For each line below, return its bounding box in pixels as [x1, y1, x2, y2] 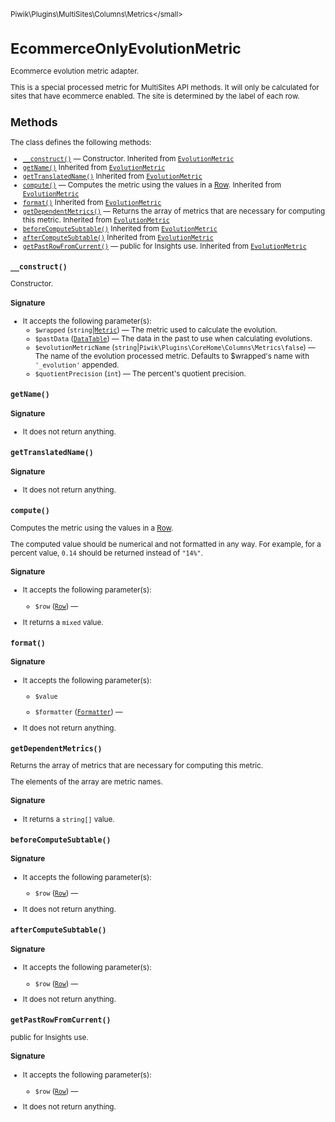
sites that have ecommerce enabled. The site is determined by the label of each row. [10, 91, 300, 101]
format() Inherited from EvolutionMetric [22, 197, 162, 207]
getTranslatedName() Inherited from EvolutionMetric [22, 171, 203, 181]
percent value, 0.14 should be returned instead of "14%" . [10, 548, 203, 558]
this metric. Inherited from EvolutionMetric [22, 215, 170, 225]
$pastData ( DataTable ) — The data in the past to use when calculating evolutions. [34, 334, 313, 344]
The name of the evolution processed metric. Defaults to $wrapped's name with [34, 351, 310, 362]
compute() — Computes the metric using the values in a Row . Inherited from [22, 180, 282, 190]
